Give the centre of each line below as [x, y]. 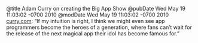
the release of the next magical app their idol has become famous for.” [93, 34]
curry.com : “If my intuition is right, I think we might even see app [86, 21]
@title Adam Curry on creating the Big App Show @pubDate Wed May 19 [96, 9]
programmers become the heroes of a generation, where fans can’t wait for [99, 27]
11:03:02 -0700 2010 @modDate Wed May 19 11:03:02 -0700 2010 [88, 15]
